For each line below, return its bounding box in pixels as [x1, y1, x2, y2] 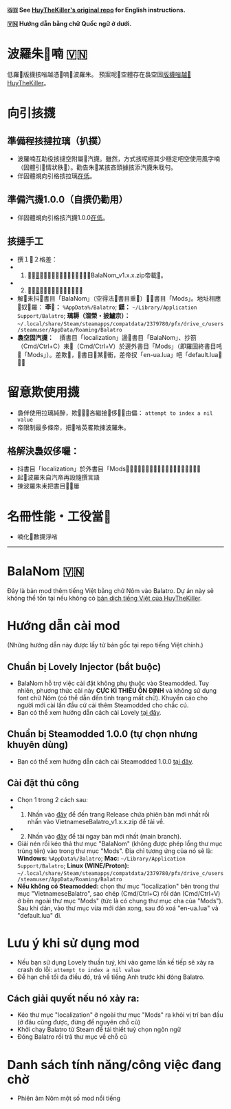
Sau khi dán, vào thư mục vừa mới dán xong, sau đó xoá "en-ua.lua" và [16, 904, 219, 912]
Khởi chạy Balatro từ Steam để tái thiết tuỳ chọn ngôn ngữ [16, 1025, 181, 1034]
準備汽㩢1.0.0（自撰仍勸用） [7, 194, 129, 206]
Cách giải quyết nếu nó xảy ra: [7, 992, 140, 1004]
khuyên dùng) [7, 739, 69, 751]
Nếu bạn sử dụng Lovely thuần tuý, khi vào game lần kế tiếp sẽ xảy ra [16, 958, 214, 966]
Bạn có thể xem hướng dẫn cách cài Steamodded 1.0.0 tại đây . [16, 757, 194, 766]
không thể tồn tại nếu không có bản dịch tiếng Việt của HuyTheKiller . [7, 594, 202, 603]
